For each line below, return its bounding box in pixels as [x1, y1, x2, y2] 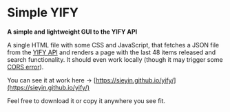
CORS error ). [7, 63, 44, 71]
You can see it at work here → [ [7, 76, 96, 84]
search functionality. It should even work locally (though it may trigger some [7, 55, 223, 63]
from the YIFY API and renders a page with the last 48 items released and [7, 48, 216, 56]
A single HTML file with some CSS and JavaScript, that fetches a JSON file [7, 41, 219, 49]
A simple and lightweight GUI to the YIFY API [7, 27, 138, 36]
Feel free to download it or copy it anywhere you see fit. [7, 96, 166, 104]
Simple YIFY [7, 5, 79, 21]
